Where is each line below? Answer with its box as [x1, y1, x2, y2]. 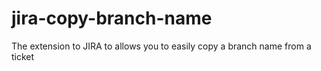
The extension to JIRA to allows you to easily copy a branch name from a [11, 40, 312, 52]
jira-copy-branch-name [11, 7, 213, 30]
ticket [11, 50, 35, 62]
